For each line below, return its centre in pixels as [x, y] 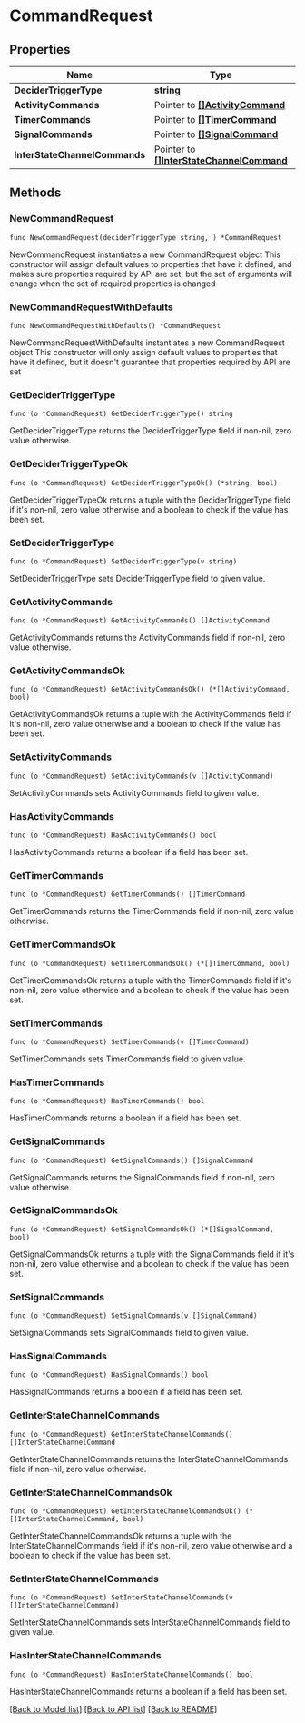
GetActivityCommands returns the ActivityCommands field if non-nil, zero [148, 638]
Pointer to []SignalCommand [216, 134]
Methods [35, 193]
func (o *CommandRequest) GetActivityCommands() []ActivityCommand [140, 621]
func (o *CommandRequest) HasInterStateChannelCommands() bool [132, 1674]
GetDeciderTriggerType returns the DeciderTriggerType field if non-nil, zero [151, 431]
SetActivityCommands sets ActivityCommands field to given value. [134, 792]
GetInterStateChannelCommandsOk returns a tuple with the [121, 1536]
